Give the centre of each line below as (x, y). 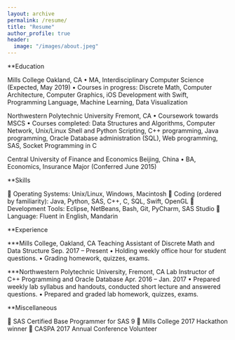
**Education (26, 66)
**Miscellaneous (32, 308)
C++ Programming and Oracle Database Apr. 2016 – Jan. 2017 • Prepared (114, 279)
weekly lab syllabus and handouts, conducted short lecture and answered (114, 287)
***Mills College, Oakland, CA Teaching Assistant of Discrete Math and (111, 243)
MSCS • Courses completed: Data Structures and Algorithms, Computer (112, 123)
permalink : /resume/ (38, 20)
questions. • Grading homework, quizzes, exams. (79, 258)
